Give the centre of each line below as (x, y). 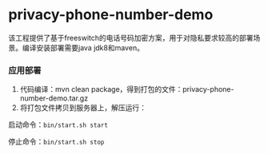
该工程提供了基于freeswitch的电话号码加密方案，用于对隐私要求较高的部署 (131, 38)
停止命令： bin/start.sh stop (56, 142)
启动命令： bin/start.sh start (58, 124)
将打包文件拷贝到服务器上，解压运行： (83, 108)
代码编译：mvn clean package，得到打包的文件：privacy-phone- (127, 89)
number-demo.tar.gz (54, 98)
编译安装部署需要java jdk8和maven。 (83, 47)
